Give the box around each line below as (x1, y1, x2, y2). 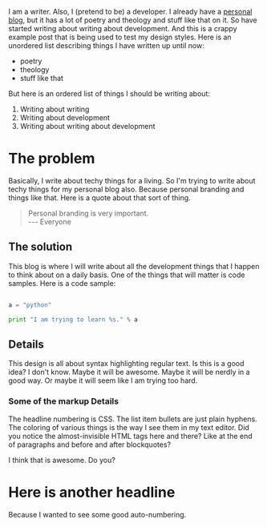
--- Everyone (27, 216, 72, 227)
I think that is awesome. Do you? (8, 455, 116, 465)
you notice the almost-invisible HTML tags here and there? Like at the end (8, 431, 253, 441)
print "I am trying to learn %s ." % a (8, 316, 138, 324)
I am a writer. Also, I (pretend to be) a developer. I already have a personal (8, 7, 253, 16)
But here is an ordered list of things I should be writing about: (8, 89, 211, 99)
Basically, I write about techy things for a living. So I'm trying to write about (8, 175, 256, 185)
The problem (8, 150, 95, 167)
